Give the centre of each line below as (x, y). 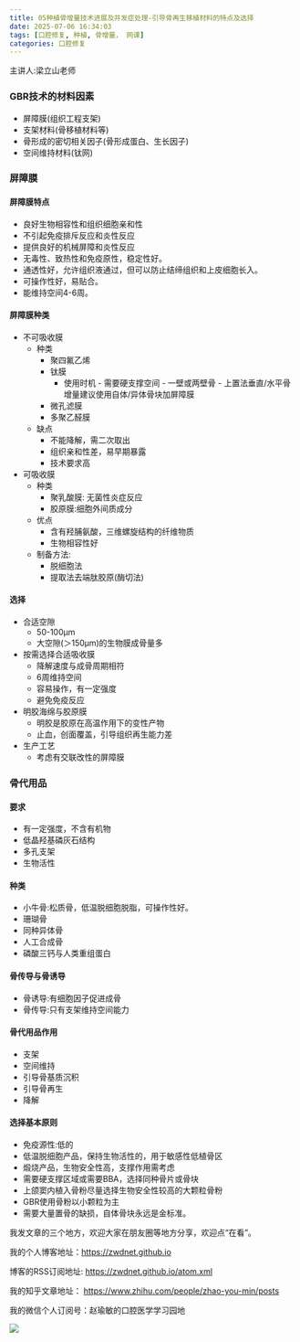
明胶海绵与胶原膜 (55, 712)
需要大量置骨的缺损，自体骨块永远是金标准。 (107, 1213)
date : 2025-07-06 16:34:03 (61, 27)
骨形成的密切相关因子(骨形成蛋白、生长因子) (106, 141)
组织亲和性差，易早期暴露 (98, 451)
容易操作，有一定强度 (76, 689)
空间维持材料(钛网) (58, 153)
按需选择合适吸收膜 (59, 655)
